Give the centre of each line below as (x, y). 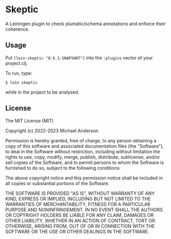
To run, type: (19, 73)
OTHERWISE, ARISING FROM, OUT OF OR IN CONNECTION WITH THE (80, 226)
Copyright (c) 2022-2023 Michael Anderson (52, 131)
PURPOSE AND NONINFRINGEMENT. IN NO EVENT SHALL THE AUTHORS (84, 210)
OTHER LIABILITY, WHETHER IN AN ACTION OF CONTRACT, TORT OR (80, 220)
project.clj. (16, 63)
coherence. (17, 29)
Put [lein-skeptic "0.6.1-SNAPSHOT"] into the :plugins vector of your (79, 58)
